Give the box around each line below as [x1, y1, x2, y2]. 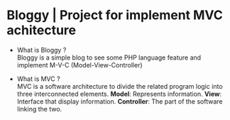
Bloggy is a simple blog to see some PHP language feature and [16, 53, 202, 62]
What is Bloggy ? [16, 45, 67, 54]
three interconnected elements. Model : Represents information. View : [16, 89, 221, 98]
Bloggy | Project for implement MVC [6, 7, 223, 23]
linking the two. [16, 104, 62, 113]
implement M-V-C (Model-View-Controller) [16, 60, 143, 69]
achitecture [6, 22, 76, 38]
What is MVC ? [16, 75, 61, 83]
